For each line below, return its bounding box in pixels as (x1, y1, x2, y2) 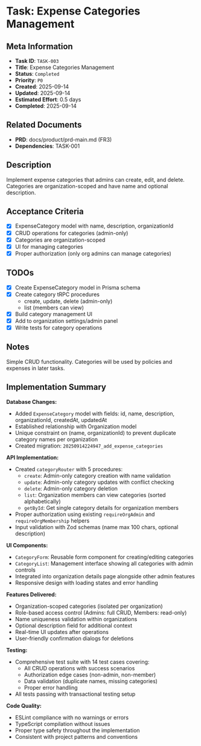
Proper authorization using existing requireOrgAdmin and (14, 510, 155, 518)
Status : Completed (14, 70, 60, 77)
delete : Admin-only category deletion (24, 484, 118, 492)
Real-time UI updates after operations (14, 628, 109, 635)
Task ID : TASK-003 (14, 58, 59, 64)
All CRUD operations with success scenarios (24, 664, 135, 672)
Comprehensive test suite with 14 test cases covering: (14, 658, 150, 665)
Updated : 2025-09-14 (14, 90, 71, 96)
